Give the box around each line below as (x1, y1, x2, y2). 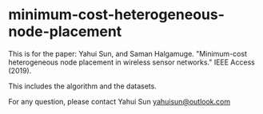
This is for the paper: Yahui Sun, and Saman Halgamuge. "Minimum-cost (8, 49, 248, 58)
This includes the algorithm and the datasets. (8, 81, 157, 91)
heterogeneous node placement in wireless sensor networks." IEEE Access (8, 57, 256, 67)
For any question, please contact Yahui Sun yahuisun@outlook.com (8, 96, 230, 106)
